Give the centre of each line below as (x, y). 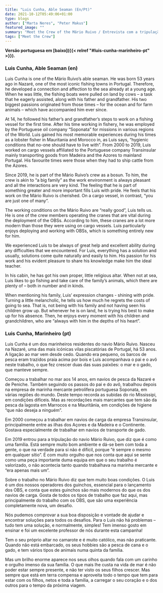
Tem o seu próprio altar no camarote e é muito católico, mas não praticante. (81, 540)
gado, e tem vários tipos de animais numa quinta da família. (64, 550)
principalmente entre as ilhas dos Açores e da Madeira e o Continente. (75, 425)
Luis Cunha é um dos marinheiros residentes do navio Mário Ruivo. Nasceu (80, 344)
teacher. (13, 266)
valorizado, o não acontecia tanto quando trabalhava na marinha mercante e (81, 465)
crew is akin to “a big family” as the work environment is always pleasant (78, 180)
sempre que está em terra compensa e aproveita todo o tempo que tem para (81, 575)
